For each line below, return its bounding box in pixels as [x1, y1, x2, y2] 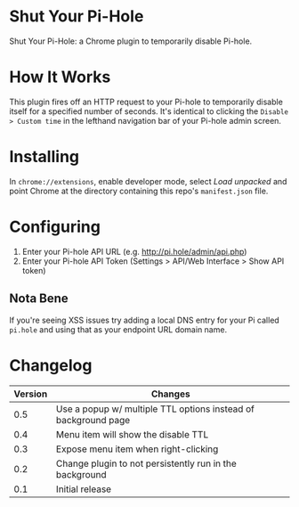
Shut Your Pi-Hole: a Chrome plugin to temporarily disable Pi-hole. [9, 36, 253, 46]
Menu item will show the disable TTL [56, 428, 209, 440]
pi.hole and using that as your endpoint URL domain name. [9, 323, 228, 335]
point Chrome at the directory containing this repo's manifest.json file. [9, 185, 269, 196]
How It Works [9, 67, 111, 87]
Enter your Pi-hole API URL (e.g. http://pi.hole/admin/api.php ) [21, 246, 247, 257]
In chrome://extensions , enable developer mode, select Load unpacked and [9, 176, 287, 186]
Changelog [9, 355, 93, 375]
